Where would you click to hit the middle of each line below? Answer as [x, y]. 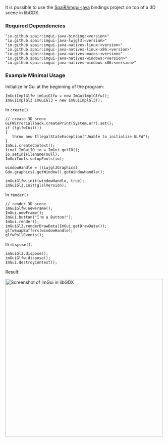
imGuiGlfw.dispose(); [28, 258]
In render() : [18, 195]
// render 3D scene [26, 204]
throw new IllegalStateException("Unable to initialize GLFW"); [81, 137]
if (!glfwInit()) [23, 128]
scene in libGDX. [22, 13]
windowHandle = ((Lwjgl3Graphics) [42, 167]
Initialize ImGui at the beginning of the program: [55, 86]
